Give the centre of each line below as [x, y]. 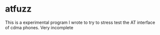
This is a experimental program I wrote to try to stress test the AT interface [80, 22]
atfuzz [18, 9]
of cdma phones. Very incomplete [39, 27]
